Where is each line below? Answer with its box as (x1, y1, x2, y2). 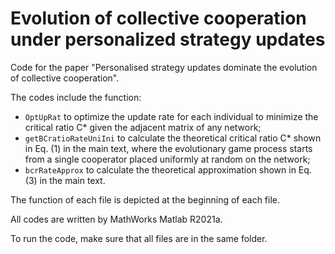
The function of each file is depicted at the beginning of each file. (10, 193, 281, 206)
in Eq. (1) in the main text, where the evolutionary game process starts (24, 142, 313, 154)
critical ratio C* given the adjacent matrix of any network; (24, 121, 262, 133)
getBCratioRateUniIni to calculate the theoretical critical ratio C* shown (24, 132, 322, 144)
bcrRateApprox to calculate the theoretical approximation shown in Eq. (24, 163, 312, 176)
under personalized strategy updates (10, 28, 326, 51)
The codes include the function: (10, 91, 142, 103)
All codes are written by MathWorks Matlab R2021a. (10, 213, 223, 225)
